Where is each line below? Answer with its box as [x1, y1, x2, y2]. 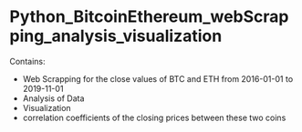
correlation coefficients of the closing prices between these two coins [22, 112, 286, 123]
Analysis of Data [22, 93, 85, 104]
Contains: [9, 56, 46, 66]
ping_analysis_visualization [9, 25, 223, 46]
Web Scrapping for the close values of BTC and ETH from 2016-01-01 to [22, 73, 294, 84]
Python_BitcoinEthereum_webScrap [9, 6, 289, 27]
